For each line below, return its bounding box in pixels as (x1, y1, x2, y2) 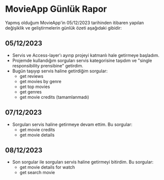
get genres (19, 89, 42, 94)
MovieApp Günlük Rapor (5, 3, 107, 15)
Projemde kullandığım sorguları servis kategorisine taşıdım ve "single (12, 58, 152, 63)
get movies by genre (19, 78, 62, 84)
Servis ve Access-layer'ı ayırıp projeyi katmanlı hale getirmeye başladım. (12, 52, 160, 58)
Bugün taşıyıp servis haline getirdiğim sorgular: (12, 68, 108, 74)
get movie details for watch (19, 164, 75, 170)
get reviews (19, 73, 43, 79)
